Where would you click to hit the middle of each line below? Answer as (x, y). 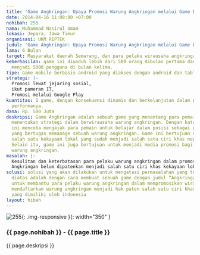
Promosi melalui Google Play (48, 95)
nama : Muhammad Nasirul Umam (42, 28)
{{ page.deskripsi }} (30, 245)
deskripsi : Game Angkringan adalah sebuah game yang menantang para (93, 117)
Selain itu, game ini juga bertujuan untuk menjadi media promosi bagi (102, 144)
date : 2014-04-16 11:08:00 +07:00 (49, 17)
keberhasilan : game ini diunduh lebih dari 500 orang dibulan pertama (96, 61)
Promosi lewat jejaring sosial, (52, 84)
